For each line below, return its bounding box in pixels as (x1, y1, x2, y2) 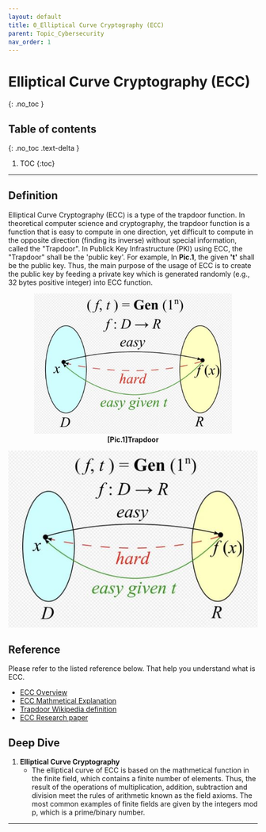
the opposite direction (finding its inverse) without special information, (8, 235, 237, 245)
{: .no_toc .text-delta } (8, 144, 80, 152)
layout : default (8, 13, 62, 21)
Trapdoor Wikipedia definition (19, 704, 117, 714)
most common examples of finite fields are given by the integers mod (31, 799, 258, 809)
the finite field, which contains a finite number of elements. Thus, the (31, 774, 256, 784)
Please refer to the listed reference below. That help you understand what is (8, 664, 256, 673)
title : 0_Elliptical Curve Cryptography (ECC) (8, 21, 165, 29)
